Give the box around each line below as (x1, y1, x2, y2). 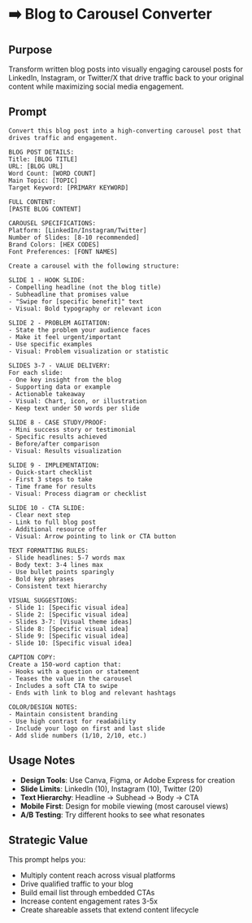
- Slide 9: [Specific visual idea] (8, 632, 129, 640)
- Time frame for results (8, 482, 96, 490)
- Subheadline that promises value (8, 290, 129, 298)
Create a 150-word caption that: (8, 660, 122, 668)
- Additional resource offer (8, 525, 107, 533)
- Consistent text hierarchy (8, 581, 107, 590)
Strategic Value (8, 834, 89, 847)
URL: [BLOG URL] (8, 162, 63, 170)
